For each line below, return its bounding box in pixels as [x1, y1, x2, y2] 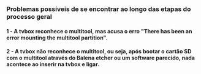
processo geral [6, 12, 52, 21]
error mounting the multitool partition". [6, 34, 108, 41]
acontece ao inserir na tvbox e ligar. [6, 61, 100, 68]
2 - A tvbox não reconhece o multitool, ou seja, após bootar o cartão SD [6, 48, 192, 55]
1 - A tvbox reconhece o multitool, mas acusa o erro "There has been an [6, 27, 192, 35]
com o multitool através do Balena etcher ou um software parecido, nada [6, 54, 195, 62]
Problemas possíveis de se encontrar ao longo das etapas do [6, 5, 191, 13]
